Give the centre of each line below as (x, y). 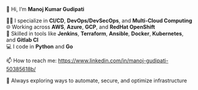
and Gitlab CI (22, 40)
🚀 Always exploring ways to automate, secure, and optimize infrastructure (97, 81)
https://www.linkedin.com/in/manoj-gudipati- (113, 60)
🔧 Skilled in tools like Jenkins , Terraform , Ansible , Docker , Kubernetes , (95, 33)
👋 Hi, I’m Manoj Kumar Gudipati (45, 9)
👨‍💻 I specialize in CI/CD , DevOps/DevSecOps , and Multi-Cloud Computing (99, 20)
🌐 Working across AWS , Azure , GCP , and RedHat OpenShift (81, 27)
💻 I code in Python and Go (40, 46)
